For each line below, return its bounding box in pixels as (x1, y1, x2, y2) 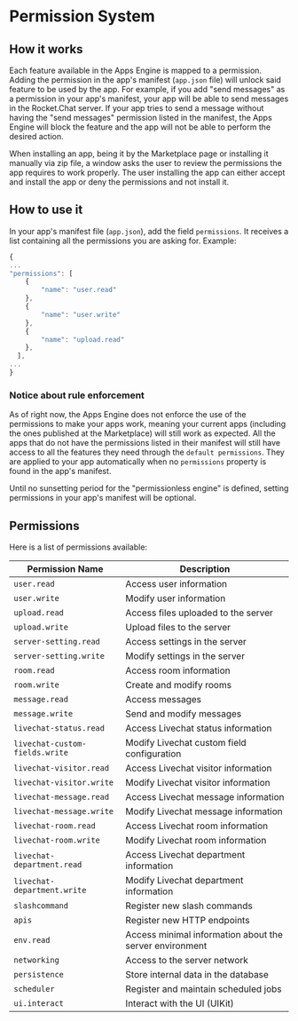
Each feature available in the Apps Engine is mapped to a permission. (9, 65, 263, 75)
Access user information (125, 578, 228, 590)
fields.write (13, 748, 69, 758)
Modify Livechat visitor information (125, 777, 271, 789)
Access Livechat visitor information (125, 762, 272, 774)
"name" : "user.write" (41, 310, 122, 319)
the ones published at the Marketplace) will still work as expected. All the (9, 428, 277, 439)
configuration (125, 748, 182, 760)
